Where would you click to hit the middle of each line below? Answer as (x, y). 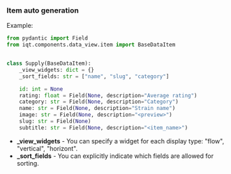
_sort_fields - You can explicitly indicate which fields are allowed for (115, 156)
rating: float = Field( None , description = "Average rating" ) (108, 95)
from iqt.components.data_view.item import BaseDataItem (91, 45)
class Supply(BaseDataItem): (49, 64)
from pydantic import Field (47, 38)
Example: (20, 26)
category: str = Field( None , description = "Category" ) (99, 102)
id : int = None (41, 89)
